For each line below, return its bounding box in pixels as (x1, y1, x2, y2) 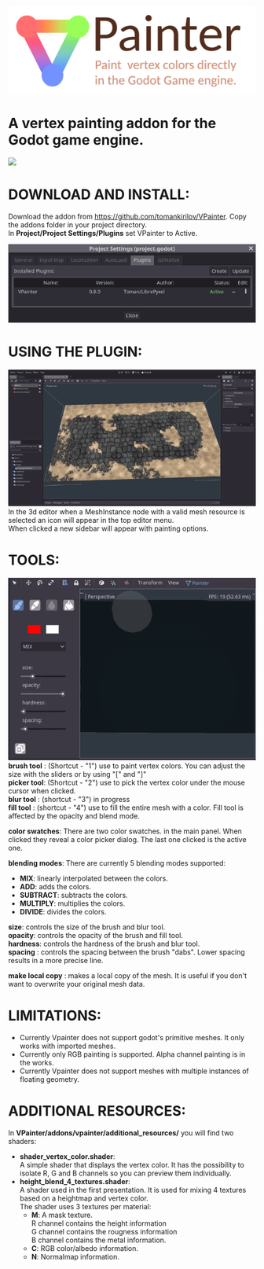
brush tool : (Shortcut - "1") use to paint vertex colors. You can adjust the (8, 761, 246, 771)
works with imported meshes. (19, 1041, 116, 1050)
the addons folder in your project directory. (8, 220, 148, 230)
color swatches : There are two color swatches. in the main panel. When (8, 826, 242, 836)
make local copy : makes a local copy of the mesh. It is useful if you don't (8, 971, 247, 980)
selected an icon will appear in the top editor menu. (8, 515, 174, 524)
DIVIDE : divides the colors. (19, 907, 107, 917)
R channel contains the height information (31, 1218, 167, 1228)
